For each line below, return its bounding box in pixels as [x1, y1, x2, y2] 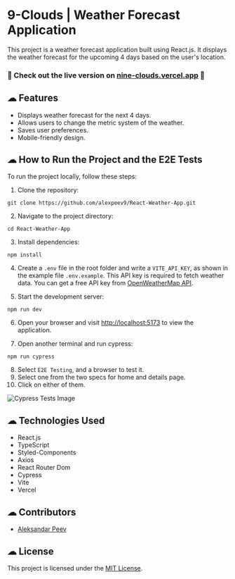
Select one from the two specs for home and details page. [17, 373, 186, 382]
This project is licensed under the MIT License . [7, 564, 143, 572]
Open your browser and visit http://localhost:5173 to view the [17, 318, 194, 327]
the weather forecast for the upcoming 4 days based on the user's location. [7, 53, 226, 61]
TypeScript [17, 441, 50, 449]
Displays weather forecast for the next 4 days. [17, 111, 152, 119]
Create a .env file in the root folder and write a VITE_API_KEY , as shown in [17, 264, 229, 273]
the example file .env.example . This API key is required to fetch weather [17, 271, 224, 280]
